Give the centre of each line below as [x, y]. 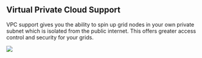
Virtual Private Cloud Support [63, 10]
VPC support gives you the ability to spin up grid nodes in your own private [100, 24]
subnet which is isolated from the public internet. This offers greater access [101, 31]
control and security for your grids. [50, 37]
